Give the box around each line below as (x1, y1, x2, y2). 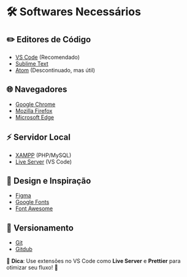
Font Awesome (15, 205, 53, 212)
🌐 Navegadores (6, 84, 67, 95)
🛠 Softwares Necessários (6, 5, 141, 19)
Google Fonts (15, 199, 50, 206)
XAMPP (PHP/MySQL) (15, 151, 72, 159)
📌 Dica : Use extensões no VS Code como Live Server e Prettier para (6, 257, 181, 265)
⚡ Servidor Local (6, 132, 71, 143)
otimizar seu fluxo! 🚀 (6, 264, 58, 271)
